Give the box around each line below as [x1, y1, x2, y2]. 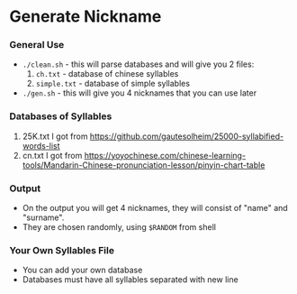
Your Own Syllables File [9, 244, 115, 256]
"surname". [22, 212, 65, 223]
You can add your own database [22, 264, 143, 276]
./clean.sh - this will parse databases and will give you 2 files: [22, 59, 255, 69]
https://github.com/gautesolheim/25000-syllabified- [89, 131, 284, 142]
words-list [22, 140, 60, 151]
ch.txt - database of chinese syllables [35, 69, 179, 79]
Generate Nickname [9, 6, 162, 27]
